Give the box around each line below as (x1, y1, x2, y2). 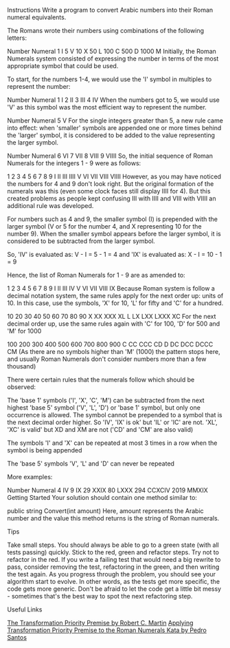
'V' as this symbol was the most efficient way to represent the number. (7, 103, 207, 111)
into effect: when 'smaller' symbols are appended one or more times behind (7, 124, 222, 132)
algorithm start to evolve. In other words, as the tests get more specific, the (7, 578, 220, 585)
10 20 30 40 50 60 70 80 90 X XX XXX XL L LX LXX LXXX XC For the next (7, 313, 216, 320)
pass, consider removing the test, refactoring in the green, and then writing (7, 563, 220, 571)
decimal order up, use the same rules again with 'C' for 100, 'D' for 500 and (7, 320, 220, 328)
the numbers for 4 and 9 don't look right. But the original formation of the (7, 180, 214, 188)
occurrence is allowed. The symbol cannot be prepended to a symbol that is (7, 411, 222, 419)
